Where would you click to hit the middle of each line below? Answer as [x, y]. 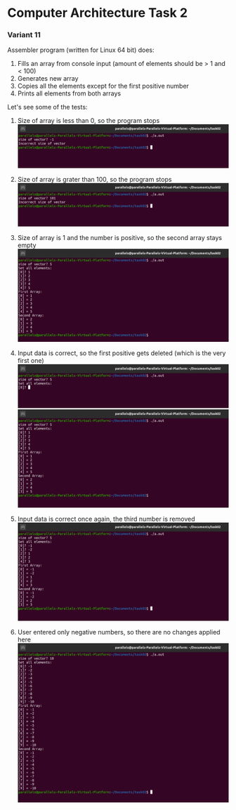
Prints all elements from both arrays [69, 93]
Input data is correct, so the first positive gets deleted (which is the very [122, 353]
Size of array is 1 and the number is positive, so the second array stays [120, 238]
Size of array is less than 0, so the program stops [88, 121]
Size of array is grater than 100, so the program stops [94, 179]
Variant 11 [24, 35]
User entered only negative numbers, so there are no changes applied [119, 632]
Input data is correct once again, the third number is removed [106, 519]
